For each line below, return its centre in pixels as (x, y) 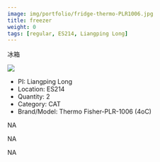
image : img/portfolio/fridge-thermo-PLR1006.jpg (80, 14)
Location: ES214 (41, 89)
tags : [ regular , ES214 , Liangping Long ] (68, 33)
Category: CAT (39, 104)
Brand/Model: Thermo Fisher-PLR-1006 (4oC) (85, 112)
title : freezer (30, 20)
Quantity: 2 (34, 96)
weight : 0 (22, 27)
